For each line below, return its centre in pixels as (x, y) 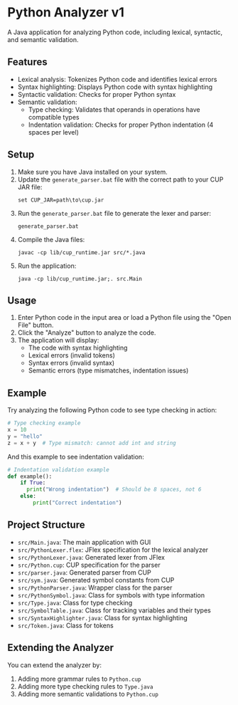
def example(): (30, 476)
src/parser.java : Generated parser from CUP (84, 572)
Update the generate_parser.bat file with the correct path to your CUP (120, 179)
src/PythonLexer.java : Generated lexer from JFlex (91, 557)
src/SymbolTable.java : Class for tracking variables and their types (114, 610)
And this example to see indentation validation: (76, 456)
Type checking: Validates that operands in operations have (114, 109)
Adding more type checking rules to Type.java (85, 686)
